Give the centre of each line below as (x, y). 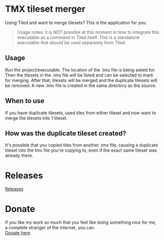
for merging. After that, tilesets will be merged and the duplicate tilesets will (81, 80)
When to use (25, 101)
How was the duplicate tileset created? (66, 133)
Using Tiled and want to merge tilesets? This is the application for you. (76, 23)
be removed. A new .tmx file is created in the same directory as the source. (81, 85)
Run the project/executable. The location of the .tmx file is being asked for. (80, 70)
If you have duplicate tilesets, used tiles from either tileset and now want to (81, 113)
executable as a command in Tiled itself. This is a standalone (78, 37)
